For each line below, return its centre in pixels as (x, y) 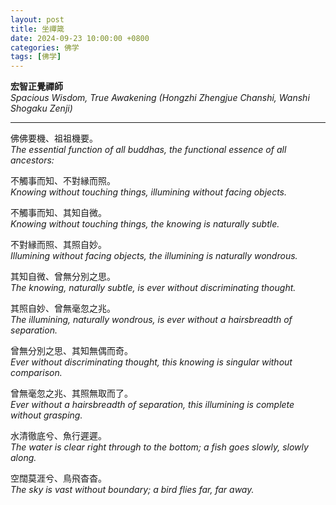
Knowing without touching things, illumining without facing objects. (148, 192)
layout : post (37, 19)
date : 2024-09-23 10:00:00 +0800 (80, 38)
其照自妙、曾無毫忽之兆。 (63, 308)
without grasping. (46, 415)
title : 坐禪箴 (37, 29)
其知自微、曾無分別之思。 (63, 277)
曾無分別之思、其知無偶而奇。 (71, 351)
